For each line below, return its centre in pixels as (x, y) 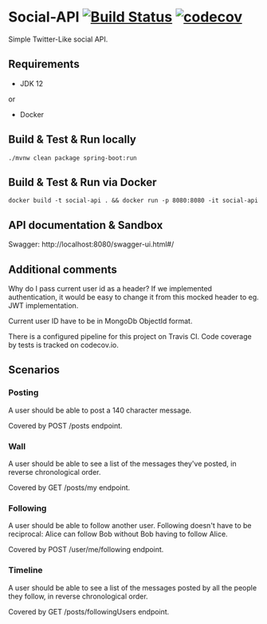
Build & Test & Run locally (73, 140)
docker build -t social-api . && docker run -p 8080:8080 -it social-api (133, 201)
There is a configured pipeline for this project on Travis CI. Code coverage (130, 336)
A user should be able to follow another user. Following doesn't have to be (130, 526)
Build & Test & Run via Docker (82, 182)
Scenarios (34, 370)
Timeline (26, 571)
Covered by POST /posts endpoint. (65, 425)
